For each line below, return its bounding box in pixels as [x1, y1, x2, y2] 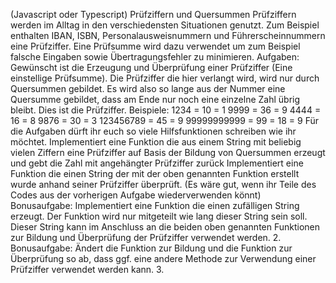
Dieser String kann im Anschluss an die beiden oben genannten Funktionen [10, 221, 321, 233]
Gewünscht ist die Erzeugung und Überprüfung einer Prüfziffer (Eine [10, 62, 293, 73]
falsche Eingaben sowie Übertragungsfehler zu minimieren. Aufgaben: [10, 51, 300, 63]
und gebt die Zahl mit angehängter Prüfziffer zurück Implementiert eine [10, 157, 304, 169]
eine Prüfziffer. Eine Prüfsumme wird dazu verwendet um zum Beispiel [10, 40, 301, 52]
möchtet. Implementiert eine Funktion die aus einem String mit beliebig [10, 136, 302, 148]
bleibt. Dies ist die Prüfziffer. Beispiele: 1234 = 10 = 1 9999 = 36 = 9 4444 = [10, 104, 322, 116]
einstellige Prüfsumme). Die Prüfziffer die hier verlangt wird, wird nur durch [10, 72, 320, 84]
